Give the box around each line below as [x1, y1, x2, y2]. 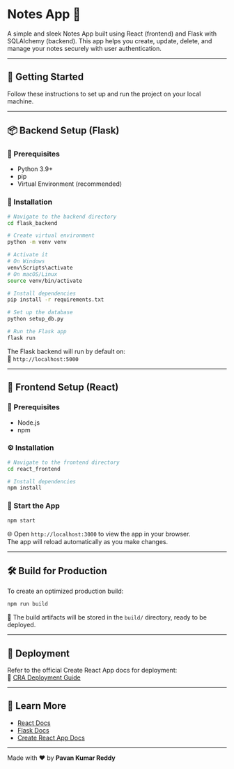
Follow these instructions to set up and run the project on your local [7, 89, 201, 98]
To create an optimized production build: [7, 587, 124, 596]
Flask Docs [17, 726, 50, 734]
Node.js [17, 418, 40, 427]
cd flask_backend [7, 219, 58, 226]
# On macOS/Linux [7, 270, 58, 278]
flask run [7, 335, 36, 342]
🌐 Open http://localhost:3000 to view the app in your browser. [7, 529, 191, 538]
